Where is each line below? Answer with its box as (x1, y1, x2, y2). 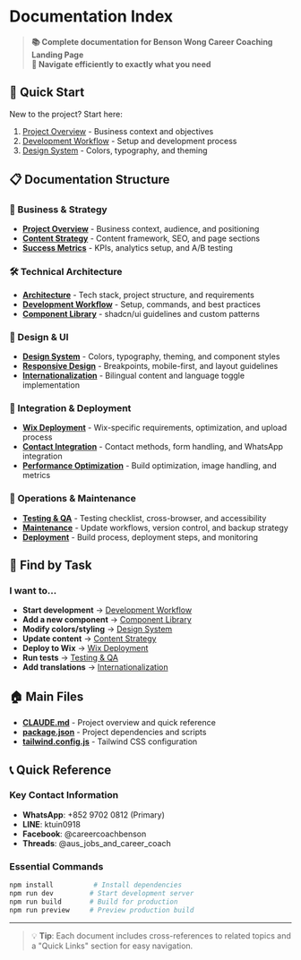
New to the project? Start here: (9, 108, 123, 119)
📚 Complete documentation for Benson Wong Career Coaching (30, 36, 273, 47)
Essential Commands (9, 860, 104, 872)
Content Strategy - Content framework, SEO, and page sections (21, 233, 261, 244)
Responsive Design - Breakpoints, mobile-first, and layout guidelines (21, 361, 279, 372)
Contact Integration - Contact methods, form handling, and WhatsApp (21, 441, 284, 452)
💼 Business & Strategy (9, 203, 107, 216)
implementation (21, 380, 81, 390)
